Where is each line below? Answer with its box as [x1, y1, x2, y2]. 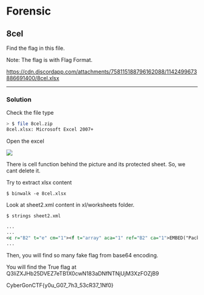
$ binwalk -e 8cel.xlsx [6, 191, 67, 197]
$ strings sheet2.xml [6, 213, 61, 219]
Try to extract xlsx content [6, 179, 72, 186]
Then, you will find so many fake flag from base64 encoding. [6, 251, 159, 259]
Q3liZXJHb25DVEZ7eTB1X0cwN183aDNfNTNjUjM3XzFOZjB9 [6, 270, 159, 277]
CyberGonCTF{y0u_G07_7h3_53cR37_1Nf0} [6, 281, 114, 289]
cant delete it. [6, 167, 41, 174]
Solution [6, 95, 32, 104]
